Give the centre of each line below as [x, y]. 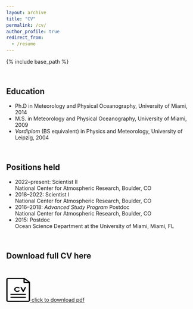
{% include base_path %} [38, 62]
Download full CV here [49, 256]
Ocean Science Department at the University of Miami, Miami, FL [94, 226]
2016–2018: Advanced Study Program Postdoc [72, 207]
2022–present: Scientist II [46, 182]
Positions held [33, 168]
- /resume [24, 44]
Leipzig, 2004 [32, 138]
